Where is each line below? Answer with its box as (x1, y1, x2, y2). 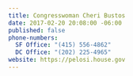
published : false (8, 26, 66, 34)
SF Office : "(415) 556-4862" (15, 41, 112, 49)
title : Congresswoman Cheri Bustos (8, 11, 126, 20)
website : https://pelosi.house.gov (8, 56, 126, 64)
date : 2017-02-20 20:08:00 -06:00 (8, 19, 123, 27)
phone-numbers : (8, 33, 59, 42)
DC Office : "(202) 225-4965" (15, 48, 112, 56)
